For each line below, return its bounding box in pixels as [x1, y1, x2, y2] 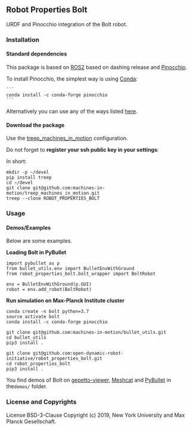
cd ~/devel [6, 180, 33, 186]
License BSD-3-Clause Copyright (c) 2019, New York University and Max [6, 411, 185, 419]
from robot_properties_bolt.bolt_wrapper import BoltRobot [6, 271, 156, 277]
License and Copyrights [6, 398, 77, 406]
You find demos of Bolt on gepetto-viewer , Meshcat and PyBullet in [6, 376, 172, 384]
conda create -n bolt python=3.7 [6, 309, 89, 315]
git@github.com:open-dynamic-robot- [32, 351, 124, 357]
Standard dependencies [6, 50, 67, 57]
